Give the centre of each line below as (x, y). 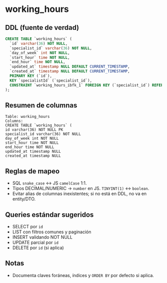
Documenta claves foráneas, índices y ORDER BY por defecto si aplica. (83, 275)
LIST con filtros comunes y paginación (52, 232)
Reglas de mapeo (32, 171)
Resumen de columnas (41, 105)
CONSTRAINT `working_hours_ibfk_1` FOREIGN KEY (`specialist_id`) (80, 85)
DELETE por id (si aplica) (38, 248)
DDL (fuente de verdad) (42, 28)
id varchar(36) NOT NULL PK (34, 130)
